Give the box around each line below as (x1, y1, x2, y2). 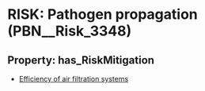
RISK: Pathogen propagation (7, 5, 199, 24)
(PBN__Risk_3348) (7, 22, 132, 40)
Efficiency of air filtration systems (18, 75, 129, 83)
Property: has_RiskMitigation (7, 53, 155, 67)
